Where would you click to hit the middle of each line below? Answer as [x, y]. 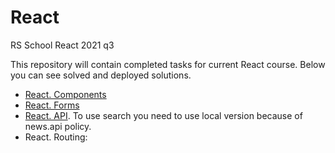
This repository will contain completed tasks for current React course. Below [168, 64]
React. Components [65, 94]
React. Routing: [56, 137]
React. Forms [52, 105]
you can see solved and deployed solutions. [101, 75]
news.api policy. [58, 126]
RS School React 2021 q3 [62, 45]
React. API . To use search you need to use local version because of [163, 115]
